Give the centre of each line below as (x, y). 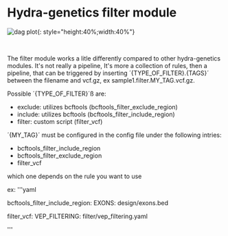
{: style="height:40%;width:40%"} (86, 32)
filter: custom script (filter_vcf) (60, 121)
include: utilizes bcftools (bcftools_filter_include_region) (96, 114)
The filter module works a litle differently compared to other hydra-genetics (114, 58)
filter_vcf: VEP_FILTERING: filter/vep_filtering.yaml (77, 216)
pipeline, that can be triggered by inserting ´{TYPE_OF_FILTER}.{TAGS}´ (108, 73)
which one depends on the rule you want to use (75, 176)
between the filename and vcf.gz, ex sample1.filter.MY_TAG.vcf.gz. (101, 80)
